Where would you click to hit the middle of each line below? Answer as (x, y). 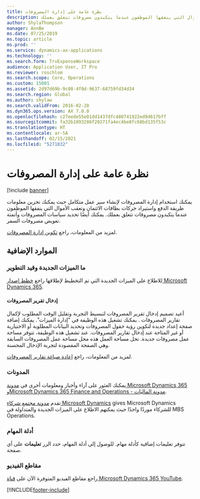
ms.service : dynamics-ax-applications (55, 50)
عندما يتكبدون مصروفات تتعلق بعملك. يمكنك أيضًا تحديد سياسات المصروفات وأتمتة (97, 214)
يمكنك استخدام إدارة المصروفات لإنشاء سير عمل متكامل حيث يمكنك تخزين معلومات (99, 201)
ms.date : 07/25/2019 (32, 34)
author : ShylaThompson (35, 23)
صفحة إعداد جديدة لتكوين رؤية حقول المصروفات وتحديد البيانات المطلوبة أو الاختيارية (99, 326)
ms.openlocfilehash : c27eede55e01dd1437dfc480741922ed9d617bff (87, 116)
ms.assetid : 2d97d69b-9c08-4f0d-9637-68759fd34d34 (71, 89)
